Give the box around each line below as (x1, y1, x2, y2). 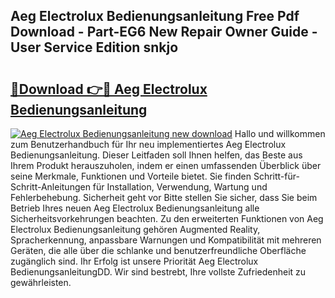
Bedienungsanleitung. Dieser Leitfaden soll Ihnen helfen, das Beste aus (10, 149, 303, 161)
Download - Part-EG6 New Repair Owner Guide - (10, 24, 318, 41)
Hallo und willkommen (234, 128, 326, 139)
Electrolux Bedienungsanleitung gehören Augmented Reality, (10, 224, 261, 235)
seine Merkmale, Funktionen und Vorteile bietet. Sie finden (10, 170, 252, 182)
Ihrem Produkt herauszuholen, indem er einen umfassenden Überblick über (10, 160, 322, 171)
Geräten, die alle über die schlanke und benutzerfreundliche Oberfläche (10, 245, 307, 256)
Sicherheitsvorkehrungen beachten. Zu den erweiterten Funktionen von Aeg (10, 213, 324, 224)
